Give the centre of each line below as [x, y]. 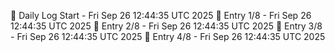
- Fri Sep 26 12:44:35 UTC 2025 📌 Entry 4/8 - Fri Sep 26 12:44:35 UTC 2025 [168, 36]
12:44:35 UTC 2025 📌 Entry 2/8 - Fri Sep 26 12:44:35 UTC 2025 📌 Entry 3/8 [166, 26]
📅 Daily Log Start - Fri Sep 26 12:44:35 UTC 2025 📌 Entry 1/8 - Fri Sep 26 [161, 15]
